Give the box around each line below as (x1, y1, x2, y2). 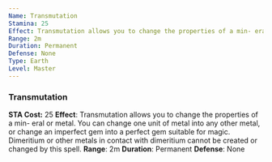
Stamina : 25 (8, 19, 49, 28)
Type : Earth (8, 58, 49, 66)
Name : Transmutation (8, 11, 79, 20)
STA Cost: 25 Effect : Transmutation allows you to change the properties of (8, 110, 259, 120)
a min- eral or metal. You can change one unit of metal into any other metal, (8, 118, 261, 128)
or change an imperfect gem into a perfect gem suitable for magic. (8, 127, 231, 137)
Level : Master (8, 65, 57, 73)
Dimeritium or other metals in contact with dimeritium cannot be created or (8, 135, 257, 146)
